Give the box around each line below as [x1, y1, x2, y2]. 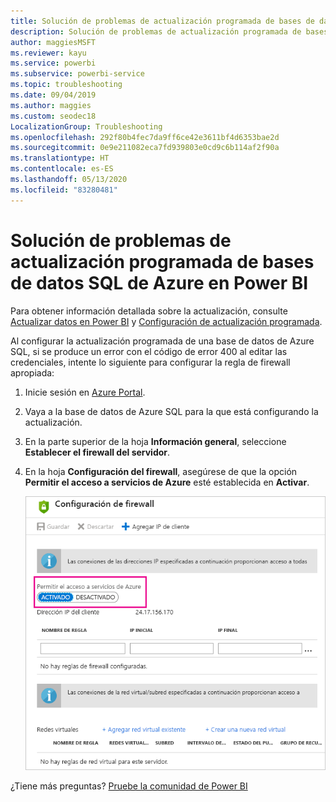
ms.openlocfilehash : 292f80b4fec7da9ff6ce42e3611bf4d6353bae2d [10, 132, 280, 142]
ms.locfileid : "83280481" [10, 185, 118, 195]
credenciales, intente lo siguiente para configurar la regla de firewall [10, 356, 291, 368]
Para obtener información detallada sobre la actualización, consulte [10, 305, 288, 317]
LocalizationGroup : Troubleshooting [10, 121, 163, 132]
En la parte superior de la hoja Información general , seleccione [24, 435, 287, 447]
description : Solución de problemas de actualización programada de [10, 26, 302, 37]
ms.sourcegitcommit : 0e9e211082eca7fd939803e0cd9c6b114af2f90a [10, 143, 280, 153]
